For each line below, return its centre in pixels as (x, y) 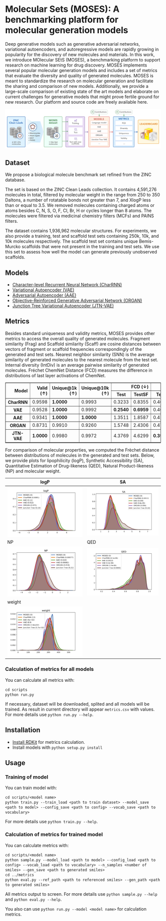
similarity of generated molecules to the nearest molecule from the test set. (82, 360)
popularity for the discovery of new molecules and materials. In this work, (80, 54)
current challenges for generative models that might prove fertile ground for (82, 97)
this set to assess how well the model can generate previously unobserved (81, 252)
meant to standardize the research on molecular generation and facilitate (79, 81)
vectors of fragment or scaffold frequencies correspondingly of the (74, 349)
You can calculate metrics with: (37, 845)
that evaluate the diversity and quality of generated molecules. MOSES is (79, 75)
